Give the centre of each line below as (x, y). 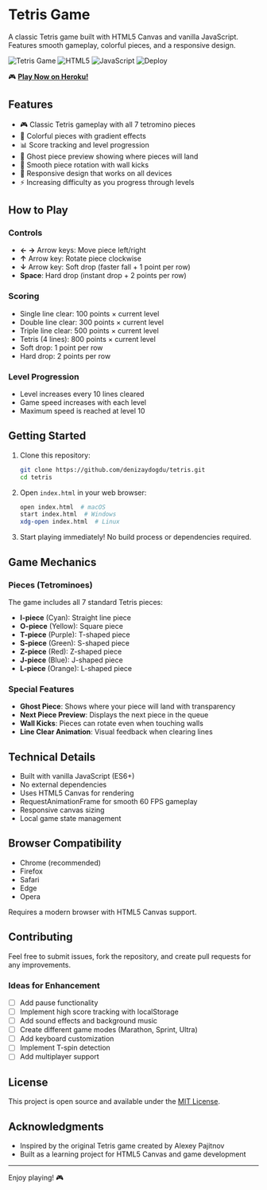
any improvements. (40, 964)
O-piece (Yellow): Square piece (71, 626)
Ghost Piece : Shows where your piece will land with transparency (128, 706)
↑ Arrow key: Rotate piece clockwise (80, 259)
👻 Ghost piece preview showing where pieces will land (109, 156)
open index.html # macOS (62, 507)
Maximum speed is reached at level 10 (82, 411)
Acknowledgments (56, 1127)
